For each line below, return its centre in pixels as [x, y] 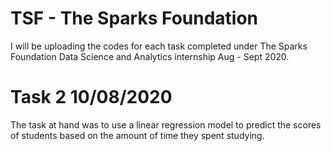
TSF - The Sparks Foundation [134, 18]
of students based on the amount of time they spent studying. [137, 135]
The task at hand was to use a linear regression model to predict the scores [166, 124]
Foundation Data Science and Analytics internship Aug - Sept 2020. [150, 56]
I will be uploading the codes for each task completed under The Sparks [159, 46]
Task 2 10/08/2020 [91, 97]
